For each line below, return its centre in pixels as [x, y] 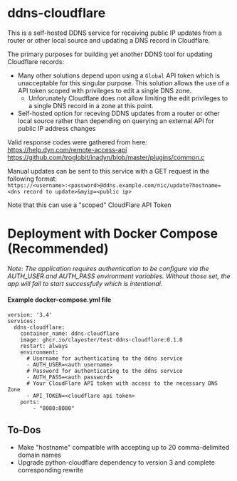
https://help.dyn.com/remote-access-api [67, 149]
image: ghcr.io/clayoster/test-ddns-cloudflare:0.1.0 [101, 340]
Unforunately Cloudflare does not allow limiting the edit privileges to [128, 98]
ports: [30, 402]
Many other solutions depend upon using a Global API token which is [119, 75]
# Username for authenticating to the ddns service [104, 359]
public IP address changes [57, 128]
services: [22, 322]
